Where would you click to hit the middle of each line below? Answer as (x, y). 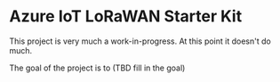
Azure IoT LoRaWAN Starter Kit (126, 16)
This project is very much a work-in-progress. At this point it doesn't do (140, 41)
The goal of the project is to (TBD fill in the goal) (97, 68)
